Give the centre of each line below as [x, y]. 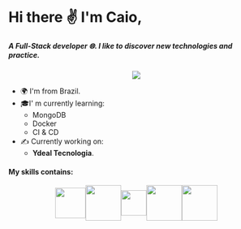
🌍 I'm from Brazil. [50, 91]
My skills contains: [41, 171]
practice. [24, 54]
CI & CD [45, 132]
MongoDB [49, 115]
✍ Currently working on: [62, 141]
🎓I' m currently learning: [62, 103]
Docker [44, 123]
